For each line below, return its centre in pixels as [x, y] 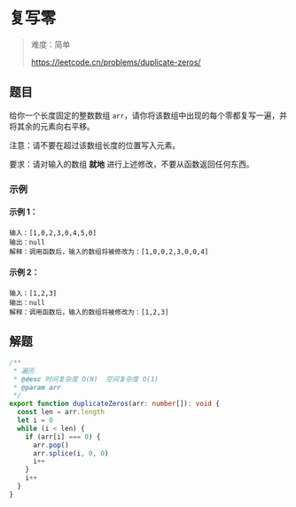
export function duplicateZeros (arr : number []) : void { [114, 404]
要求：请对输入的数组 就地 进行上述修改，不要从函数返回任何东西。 [132, 164]
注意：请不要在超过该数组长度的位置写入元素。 [94, 145]
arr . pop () [51, 445]
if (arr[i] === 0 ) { [63, 437]
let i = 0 [35, 421]
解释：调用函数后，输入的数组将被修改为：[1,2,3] [89, 312]
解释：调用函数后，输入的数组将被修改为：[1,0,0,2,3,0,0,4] [109, 252]
